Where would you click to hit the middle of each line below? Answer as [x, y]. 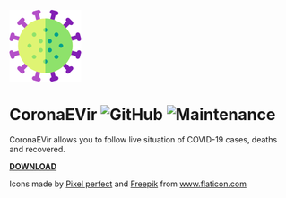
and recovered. [37, 149]
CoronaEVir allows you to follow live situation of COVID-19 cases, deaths [143, 139]
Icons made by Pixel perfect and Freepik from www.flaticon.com [128, 184]
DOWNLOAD [33, 166]
